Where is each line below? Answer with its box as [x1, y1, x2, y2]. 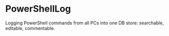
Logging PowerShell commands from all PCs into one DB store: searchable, [5, 20, 164, 26]
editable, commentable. [5, 25, 55, 31]
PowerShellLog [5, 3, 71, 15]
